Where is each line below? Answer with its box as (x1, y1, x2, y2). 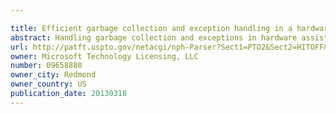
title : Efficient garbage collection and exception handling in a (10, 23, 293, 33)
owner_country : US (10, 79, 87, 90)
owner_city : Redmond (10, 70, 97, 80)
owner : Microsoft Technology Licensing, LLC (10, 51, 199, 61)
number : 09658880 (10, 61, 83, 71)
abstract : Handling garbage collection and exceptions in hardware (10, 32, 298, 43)
